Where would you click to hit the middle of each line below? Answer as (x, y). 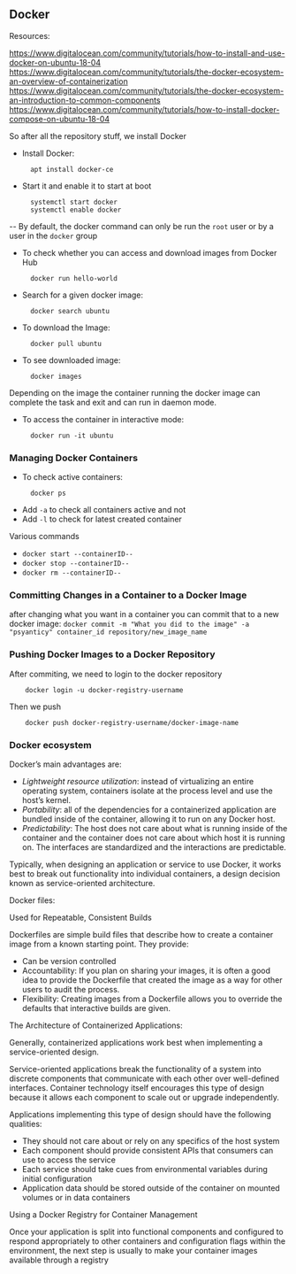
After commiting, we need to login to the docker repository (116, 674)
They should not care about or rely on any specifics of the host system (151, 1141)
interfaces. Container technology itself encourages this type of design (137, 1088)
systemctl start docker (74, 202)
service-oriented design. (54, 1052)
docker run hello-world (74, 278)
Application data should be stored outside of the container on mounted (151, 1188)
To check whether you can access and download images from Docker (149, 252)
